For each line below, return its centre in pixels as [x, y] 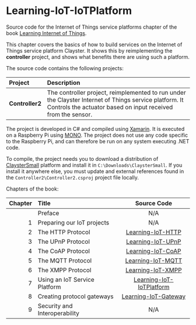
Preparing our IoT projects [73, 222]
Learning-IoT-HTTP [154, 232]
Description [64, 82]
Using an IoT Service [66, 279]
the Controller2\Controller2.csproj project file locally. [72, 177]
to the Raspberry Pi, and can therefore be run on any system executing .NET [98, 141]
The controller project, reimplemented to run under [116, 92]
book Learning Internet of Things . [46, 33]
